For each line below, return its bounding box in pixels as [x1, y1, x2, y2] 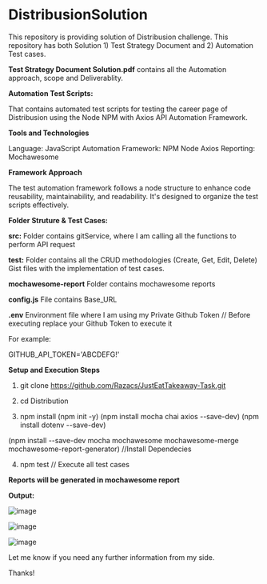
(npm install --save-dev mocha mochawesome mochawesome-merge [8, 435, 239, 445]
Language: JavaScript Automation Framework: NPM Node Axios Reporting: [8, 143, 256, 153]
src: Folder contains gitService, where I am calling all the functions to [8, 230, 237, 241]
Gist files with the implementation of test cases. [8, 263, 165, 273]
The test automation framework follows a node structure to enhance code [8, 182, 252, 193]
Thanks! [8, 568, 35, 578]
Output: [8, 490, 34, 500]
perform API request [8, 239, 76, 249]
